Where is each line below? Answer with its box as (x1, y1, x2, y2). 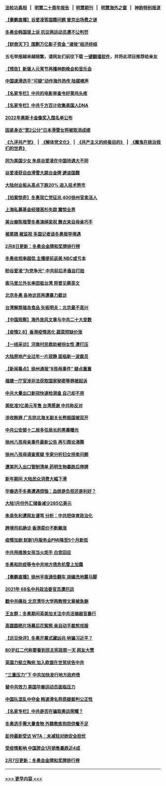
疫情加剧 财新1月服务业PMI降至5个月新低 (5, 537, 88, 543)
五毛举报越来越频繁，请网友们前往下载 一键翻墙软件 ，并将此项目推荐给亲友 (5, 53, 158, 59)
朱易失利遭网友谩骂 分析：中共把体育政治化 (5, 512, 93, 518)
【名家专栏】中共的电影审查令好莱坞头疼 (5, 90, 87, 96)
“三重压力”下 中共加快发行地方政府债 (5, 672, 81, 678)
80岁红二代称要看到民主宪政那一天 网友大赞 (5, 647, 94, 653)
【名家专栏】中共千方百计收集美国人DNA (5, 102, 89, 108)
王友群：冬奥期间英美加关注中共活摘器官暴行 (5, 610, 96, 616)
